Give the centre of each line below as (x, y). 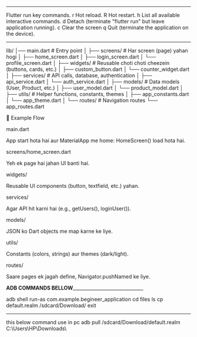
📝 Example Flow (26, 118)
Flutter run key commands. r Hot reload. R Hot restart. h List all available (93, 15)
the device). (21, 34)
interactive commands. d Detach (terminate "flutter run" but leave (85, 21)
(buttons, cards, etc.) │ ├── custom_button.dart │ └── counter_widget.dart (98, 69)
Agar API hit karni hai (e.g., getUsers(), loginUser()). (69, 209)
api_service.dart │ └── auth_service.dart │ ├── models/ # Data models (93, 82)
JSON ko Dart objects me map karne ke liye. (60, 231)
